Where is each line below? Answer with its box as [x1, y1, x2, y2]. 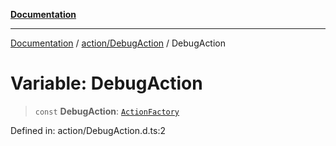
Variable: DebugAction [10, 72, 203, 95]
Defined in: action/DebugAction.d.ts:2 [10, 124, 166, 136]
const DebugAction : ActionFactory [34, 105, 180, 117]
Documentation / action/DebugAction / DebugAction [10, 37, 227, 49]
